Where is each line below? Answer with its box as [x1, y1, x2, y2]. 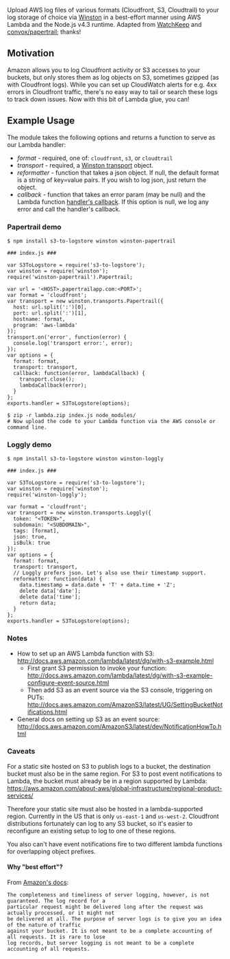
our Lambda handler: [7, 140, 66, 148]
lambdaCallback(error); [19, 381, 88, 389]
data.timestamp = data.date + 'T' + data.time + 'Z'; [19, 582, 176, 589]
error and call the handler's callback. [16, 205, 121, 213]
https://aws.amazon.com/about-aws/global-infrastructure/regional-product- [7, 784, 222, 792]
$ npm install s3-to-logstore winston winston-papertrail [7, 237, 176, 245]
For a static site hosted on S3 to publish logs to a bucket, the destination [7, 762, 211, 770]
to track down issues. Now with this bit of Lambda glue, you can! [7, 95, 190, 103]
